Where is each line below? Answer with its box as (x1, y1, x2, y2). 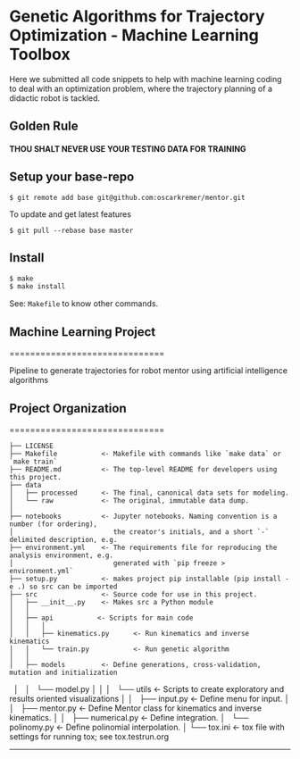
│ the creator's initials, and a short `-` (9, 527, 270, 537)
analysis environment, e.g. (9, 551, 114, 560)
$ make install (9, 282, 66, 291)
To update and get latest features (9, 208, 132, 220)
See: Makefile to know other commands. (9, 298, 159, 309)
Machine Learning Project (9, 324, 156, 339)
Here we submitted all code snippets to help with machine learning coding (9, 73, 283, 84)
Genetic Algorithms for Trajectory (9, 6, 265, 27)
